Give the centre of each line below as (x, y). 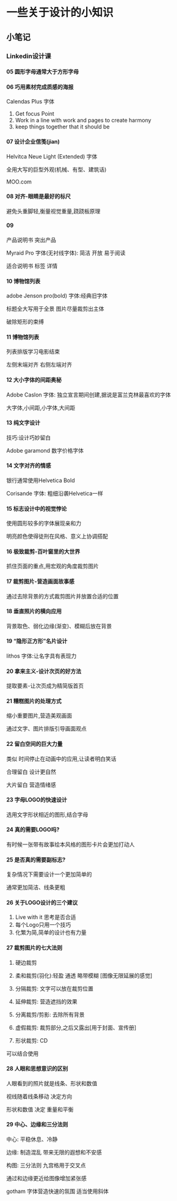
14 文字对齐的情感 (29, 466)
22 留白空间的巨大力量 (34, 743)
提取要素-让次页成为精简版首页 (45, 686)
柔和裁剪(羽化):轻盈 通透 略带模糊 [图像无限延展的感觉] (84, 975)
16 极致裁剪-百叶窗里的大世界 (43, 551)
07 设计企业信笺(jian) (33, 141)
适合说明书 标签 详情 (32, 266)
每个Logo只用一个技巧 (43, 925)
